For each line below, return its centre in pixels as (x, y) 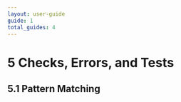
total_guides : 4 (31, 27)
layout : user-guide (36, 14)
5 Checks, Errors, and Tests (91, 62)
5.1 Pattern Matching (54, 89)
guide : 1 (20, 21)
